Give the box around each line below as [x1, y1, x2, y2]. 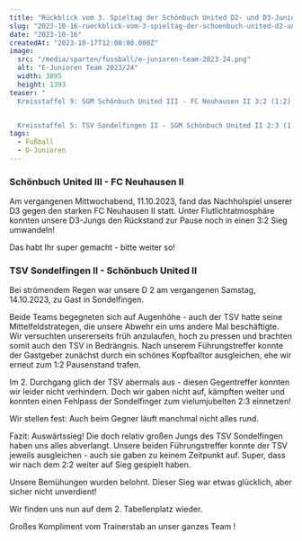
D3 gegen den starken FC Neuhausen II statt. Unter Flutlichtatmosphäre [9, 206, 275, 217]
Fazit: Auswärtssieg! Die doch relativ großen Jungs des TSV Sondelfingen [9, 430, 283, 441]
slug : [9, 22, 30, 31]
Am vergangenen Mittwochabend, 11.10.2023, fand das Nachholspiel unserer [9, 196, 293, 207]
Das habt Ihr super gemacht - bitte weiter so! [9, 242, 175, 253]
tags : [9, 129, 30, 138]
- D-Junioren [17, 146, 67, 155]
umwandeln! [9, 225, 56, 235]
